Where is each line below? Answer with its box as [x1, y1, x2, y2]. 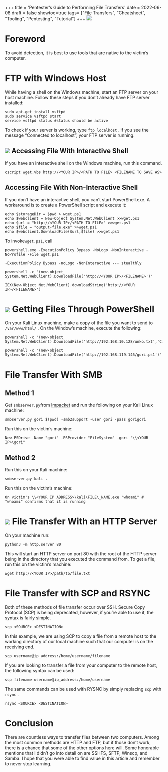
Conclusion [5, 718, 54, 729]
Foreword [5, 33, 46, 45]
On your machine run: [5, 532, 50, 538]
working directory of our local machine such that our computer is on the [5, 639, 153, 645]
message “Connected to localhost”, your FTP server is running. [5, 132, 135, 138]
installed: [5, 100, 24, 106]
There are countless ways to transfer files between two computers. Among [5, 734, 159, 740]
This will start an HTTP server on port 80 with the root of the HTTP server [5, 551, 157, 557]
